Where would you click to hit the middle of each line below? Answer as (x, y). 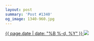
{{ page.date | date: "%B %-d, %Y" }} (44, 34)
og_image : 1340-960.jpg (30, 19)
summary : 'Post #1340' (29, 14)
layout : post (19, 10)
